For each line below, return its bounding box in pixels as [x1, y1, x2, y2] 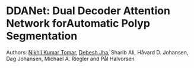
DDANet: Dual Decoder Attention [6, 4, 171, 18]
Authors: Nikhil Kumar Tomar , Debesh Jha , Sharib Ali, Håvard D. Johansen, [6, 48, 189, 56]
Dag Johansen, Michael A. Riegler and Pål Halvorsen [6, 55, 135, 62]
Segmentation [6, 30, 78, 43]
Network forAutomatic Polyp [6, 17, 150, 30]
